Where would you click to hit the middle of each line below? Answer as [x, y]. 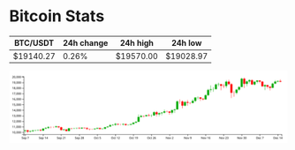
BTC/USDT [34, 43]
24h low [186, 43]
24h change [86, 43]
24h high [137, 43]
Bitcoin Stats [57, 16]
